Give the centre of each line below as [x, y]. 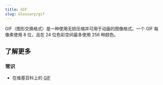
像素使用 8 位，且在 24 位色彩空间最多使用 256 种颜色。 [62, 34]
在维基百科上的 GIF [31, 78]
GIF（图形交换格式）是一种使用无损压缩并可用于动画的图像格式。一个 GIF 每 [82, 28]
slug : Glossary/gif [25, 14]
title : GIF [16, 9]
